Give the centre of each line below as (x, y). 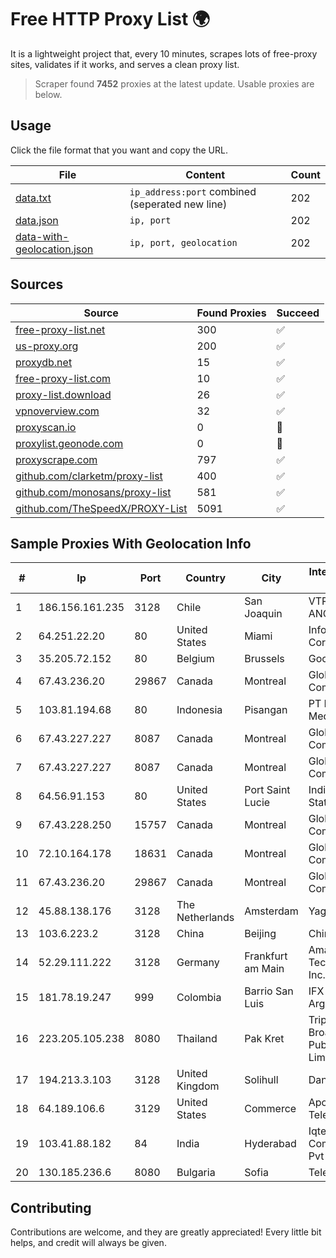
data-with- (42, 236)
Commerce (270, 1109)
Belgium (195, 659)
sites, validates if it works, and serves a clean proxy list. (125, 64)
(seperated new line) (178, 204)
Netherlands (205, 918)
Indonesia (199, 710)
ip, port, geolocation (183, 242)
